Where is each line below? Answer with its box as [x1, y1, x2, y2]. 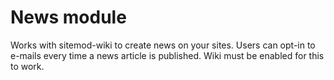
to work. [10, 60, 45, 72]
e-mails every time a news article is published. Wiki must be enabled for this [10, 49, 325, 61]
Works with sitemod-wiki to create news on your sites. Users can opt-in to [10, 39, 316, 51]
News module [10, 6, 127, 29]
